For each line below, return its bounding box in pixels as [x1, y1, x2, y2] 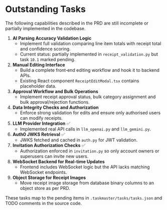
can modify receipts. [20, 115, 63, 121]
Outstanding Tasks [5, 4, 86, 15]
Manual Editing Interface [12, 62, 65, 68]
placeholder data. [20, 83, 57, 89]
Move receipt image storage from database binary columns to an [20, 179, 154, 186]
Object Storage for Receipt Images [12, 174, 86, 180]
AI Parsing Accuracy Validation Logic [12, 35, 92, 41]
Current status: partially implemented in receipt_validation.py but [20, 51, 158, 57]
